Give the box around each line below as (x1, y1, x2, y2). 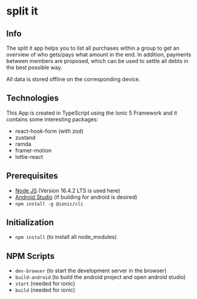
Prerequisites (6, 171, 58, 181)
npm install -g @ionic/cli (15, 201, 84, 207)
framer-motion (15, 147, 52, 154)
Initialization (6, 217, 55, 228)
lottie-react (15, 153, 44, 160)
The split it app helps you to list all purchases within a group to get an (6, 44, 180, 52)
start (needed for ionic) (15, 280, 76, 287)
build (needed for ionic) (15, 286, 76, 294)
